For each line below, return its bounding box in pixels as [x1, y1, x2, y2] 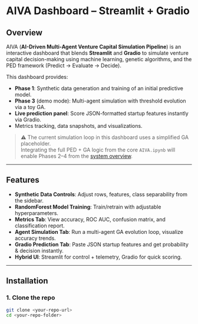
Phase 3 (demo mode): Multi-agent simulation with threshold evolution [14, 97, 187, 104]
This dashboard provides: [6, 74, 68, 80]
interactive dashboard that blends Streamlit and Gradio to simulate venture [6, 49, 189, 57]
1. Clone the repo [6, 293, 55, 302]
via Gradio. [14, 116, 41, 123]
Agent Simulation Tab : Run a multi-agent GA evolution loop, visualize [14, 228, 184, 235]
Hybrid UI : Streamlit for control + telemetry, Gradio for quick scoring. [14, 253, 182, 260]
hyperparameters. [14, 209, 59, 216]
